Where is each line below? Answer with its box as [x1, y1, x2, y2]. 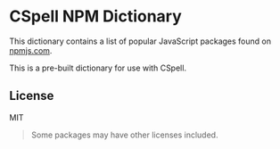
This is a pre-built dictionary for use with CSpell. [9, 62, 187, 73]
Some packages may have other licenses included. [30, 129, 218, 140]
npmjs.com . [9, 45, 53, 55]
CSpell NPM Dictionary [9, 6, 183, 27]
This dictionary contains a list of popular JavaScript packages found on [9, 36, 272, 46]
